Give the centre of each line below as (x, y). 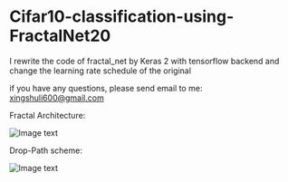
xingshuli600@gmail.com (57, 98)
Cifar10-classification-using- (122, 17)
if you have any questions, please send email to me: (106, 88)
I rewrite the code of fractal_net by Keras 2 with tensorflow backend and (144, 61)
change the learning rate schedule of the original (101, 71)
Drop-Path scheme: (46, 150)
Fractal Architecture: (48, 115)
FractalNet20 (60, 36)
